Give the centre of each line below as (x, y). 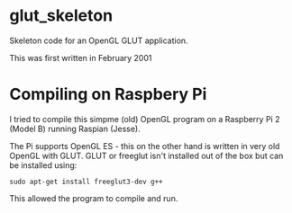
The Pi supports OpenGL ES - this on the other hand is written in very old (145, 146)
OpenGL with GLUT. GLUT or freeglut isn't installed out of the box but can (146, 155)
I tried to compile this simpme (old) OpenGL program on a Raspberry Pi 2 (145, 119)
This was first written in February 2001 (81, 58)
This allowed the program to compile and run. (94, 198)
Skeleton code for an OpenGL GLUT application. (99, 40)
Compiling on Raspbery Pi (108, 94)
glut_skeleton (61, 16)
